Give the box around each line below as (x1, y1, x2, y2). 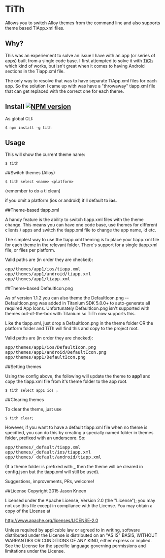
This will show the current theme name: (5, 151, 85, 157)
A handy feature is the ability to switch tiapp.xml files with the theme (5, 217, 144, 223)
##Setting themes (5, 364, 42, 370)
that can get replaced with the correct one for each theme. (5, 88, 124, 94)
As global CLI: (5, 115, 33, 121)
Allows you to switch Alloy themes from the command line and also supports (5, 20, 161, 26)
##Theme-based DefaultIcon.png (5, 285, 73, 292)
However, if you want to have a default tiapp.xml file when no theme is (5, 424, 148, 430)
